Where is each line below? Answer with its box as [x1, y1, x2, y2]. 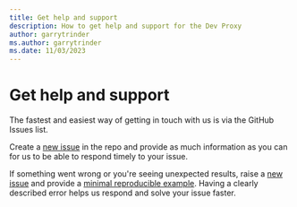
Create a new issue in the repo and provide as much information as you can [9, 142, 288, 152]
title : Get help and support [9, 13, 118, 22]
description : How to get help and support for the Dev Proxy [9, 22, 242, 30]
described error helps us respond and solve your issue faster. [9, 187, 236, 198]
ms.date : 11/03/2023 [9, 47, 87, 56]
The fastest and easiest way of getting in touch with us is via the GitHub [9, 115, 275, 125]
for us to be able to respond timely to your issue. [9, 151, 189, 162]
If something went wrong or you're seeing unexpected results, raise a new [9, 168, 284, 179]
